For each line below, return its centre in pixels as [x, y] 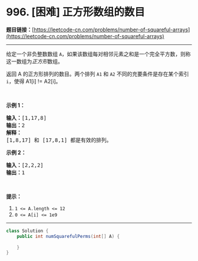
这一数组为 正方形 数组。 [34, 61]
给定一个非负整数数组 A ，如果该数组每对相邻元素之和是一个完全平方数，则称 [99, 54]
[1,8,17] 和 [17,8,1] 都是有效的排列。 [59, 140]
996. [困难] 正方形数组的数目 [76, 12]
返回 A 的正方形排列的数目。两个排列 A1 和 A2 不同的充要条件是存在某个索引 [98, 74]
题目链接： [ [20, 30]
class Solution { [27, 231]
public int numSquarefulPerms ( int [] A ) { [68, 236]
